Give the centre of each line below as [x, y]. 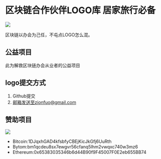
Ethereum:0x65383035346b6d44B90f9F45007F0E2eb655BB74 [79, 152]
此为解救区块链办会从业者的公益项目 [43, 65]
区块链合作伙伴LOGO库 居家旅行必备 [80, 10]
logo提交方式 [26, 83]
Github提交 [24, 96]
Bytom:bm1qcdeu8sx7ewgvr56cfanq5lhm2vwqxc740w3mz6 [75, 147]
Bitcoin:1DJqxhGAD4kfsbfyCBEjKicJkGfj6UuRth [62, 141]
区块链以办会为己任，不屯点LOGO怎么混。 [49, 35]
